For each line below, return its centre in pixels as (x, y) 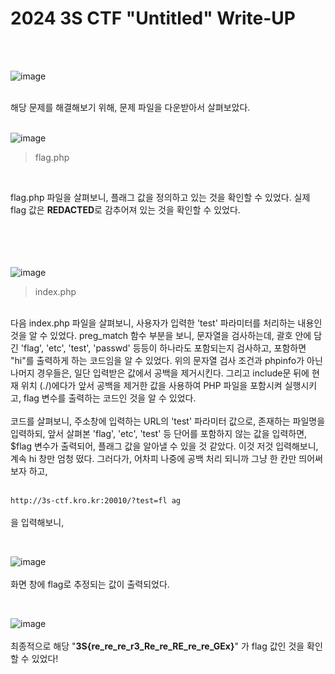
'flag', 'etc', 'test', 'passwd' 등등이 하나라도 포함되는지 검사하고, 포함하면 (163, 348)
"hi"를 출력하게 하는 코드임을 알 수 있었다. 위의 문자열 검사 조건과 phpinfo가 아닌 (166, 360)
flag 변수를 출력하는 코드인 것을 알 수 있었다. (110, 398)
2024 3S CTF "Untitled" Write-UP (153, 18)
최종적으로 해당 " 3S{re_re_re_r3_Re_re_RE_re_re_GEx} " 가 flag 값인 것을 (157, 646)
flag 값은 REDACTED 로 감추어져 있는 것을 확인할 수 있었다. (125, 209)
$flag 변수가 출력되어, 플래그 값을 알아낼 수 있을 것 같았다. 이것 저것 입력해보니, (164, 446)
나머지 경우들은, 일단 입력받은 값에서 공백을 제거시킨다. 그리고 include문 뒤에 (160, 373)
